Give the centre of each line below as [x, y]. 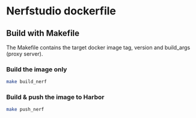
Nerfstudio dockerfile [61, 11]
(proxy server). [25, 54]
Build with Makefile [43, 33]
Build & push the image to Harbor [55, 97]
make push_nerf [25, 110]
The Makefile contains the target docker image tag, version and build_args [98, 47]
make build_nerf [26, 82]
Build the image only [37, 69]
